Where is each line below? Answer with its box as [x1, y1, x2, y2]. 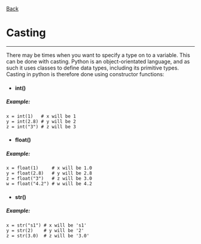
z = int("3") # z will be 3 [6, 123, 77, 129]
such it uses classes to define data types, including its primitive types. [6, 64, 179, 71]
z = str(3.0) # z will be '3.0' [6, 233, 90, 239]
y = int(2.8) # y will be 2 [6, 118, 77, 125]
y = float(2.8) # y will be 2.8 [6, 170, 93, 176]
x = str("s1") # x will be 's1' [6, 222, 87, 228]
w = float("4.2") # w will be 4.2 [6, 181, 93, 187]
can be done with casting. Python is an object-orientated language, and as [6, 58, 190, 65]
